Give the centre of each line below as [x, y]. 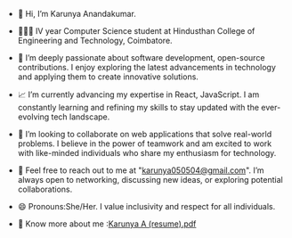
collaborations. [45, 189]
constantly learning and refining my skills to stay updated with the [138, 107]
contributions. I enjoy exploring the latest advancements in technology [146, 67]
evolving [33, 117]
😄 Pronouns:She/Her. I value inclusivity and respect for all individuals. [146, 206]
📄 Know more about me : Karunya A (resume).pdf [107, 224]
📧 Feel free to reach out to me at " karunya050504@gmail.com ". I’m [141, 170]
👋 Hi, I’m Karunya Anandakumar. [77, 14]
